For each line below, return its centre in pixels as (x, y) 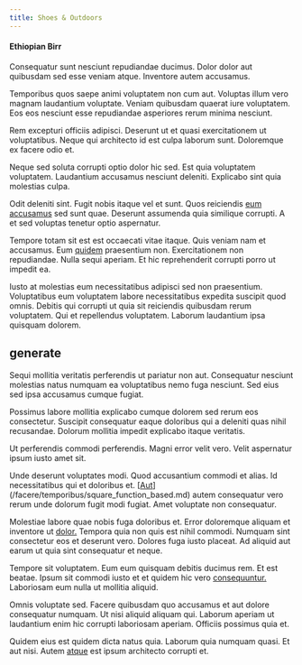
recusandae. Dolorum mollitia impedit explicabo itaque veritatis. (128, 430)
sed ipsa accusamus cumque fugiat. (77, 394)
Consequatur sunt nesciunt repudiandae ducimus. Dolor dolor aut (131, 66)
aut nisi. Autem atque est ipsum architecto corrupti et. (109, 651)
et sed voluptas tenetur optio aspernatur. (85, 223)
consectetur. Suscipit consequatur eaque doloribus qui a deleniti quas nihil (148, 421)
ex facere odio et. (42, 149)
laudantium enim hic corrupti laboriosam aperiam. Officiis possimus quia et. (150, 623)
